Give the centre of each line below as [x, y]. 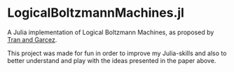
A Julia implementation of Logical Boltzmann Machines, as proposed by [111, 32]
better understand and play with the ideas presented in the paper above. [112, 60]
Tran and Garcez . [32, 39]
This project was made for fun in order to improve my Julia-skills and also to [117, 53]
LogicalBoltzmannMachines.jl [96, 13]
